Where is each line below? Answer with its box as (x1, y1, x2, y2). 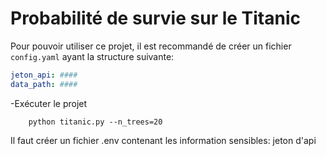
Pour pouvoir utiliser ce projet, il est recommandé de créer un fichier (10, 40, 292, 52)
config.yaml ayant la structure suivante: (10, 50, 175, 62)
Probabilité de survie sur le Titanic (10, 7, 301, 30)
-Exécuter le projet (10, 97, 88, 109)
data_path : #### (10, 79, 78, 89)
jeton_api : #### (10, 70, 78, 80)
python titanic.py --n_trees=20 (28, 117, 163, 127)
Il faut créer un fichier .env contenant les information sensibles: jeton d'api (10, 134, 317, 146)
